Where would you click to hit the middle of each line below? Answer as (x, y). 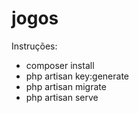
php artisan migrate (66, 86)
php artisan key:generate (77, 76)
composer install (60, 65)
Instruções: (34, 46)
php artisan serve (62, 97)
